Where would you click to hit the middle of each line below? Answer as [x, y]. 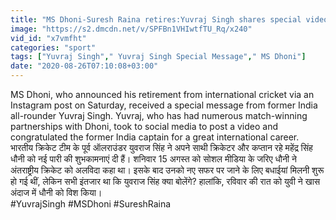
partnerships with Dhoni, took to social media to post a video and [144, 126]
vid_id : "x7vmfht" [48, 38]
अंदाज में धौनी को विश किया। [56, 192]
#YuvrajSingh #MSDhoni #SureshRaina [91, 204]
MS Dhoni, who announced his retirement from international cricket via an [162, 94]
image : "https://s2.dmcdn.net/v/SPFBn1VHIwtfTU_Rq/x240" [131, 29]
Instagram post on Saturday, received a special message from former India [164, 105]
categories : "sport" [53, 47]
